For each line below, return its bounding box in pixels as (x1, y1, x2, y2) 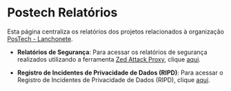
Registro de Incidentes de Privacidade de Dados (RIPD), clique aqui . (17, 75, 210, 83)
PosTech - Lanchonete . (7, 34, 74, 42)
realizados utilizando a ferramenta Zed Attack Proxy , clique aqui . (17, 55, 201, 63)
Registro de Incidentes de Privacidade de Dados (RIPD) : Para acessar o (17, 68, 223, 77)
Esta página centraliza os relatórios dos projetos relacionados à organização (7, 27, 224, 36)
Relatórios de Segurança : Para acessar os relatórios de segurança (17, 48, 208, 56)
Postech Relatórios (7, 5, 118, 21)
